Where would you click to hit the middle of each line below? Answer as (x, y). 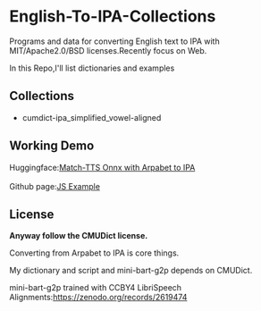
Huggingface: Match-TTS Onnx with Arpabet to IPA (102, 167)
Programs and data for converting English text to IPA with (115, 41)
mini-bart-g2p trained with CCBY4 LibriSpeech (95, 288)
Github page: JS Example (55, 186)
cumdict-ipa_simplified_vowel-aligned (92, 117)
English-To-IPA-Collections (113, 17)
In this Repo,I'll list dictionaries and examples (92, 68)
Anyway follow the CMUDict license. (79, 236)
